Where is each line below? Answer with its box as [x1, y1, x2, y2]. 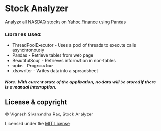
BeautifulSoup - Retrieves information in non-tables [12, 58, 116, 64]
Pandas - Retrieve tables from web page [12, 52, 94, 58]
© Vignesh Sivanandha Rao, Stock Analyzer [5, 111, 94, 117]
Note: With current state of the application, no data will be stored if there [5, 79, 156, 85]
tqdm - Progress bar [12, 63, 53, 68]
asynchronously [12, 47, 45, 53]
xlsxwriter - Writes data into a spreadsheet [12, 68, 98, 74]
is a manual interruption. [5, 84, 57, 90]
